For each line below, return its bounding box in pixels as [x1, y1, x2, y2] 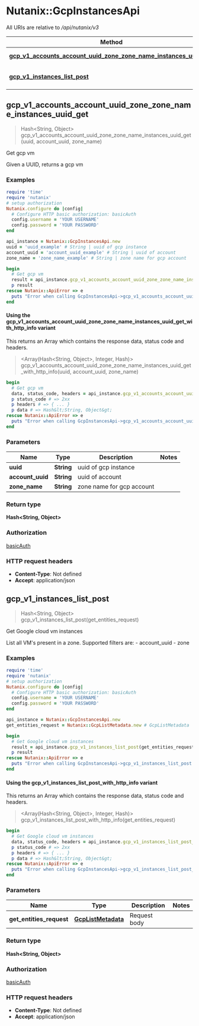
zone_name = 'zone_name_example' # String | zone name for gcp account [6, 255, 187, 261]
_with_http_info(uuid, [20, 368, 72, 375]
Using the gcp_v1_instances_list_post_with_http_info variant [6, 779, 158, 786]
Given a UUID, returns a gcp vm [6, 160, 84, 168]
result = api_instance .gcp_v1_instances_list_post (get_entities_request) [11, 744, 197, 750]
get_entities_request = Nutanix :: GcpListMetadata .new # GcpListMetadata [6, 722, 190, 728]
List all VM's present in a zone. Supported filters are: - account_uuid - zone [6, 639, 190, 646]
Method [100, 37, 123, 46]
